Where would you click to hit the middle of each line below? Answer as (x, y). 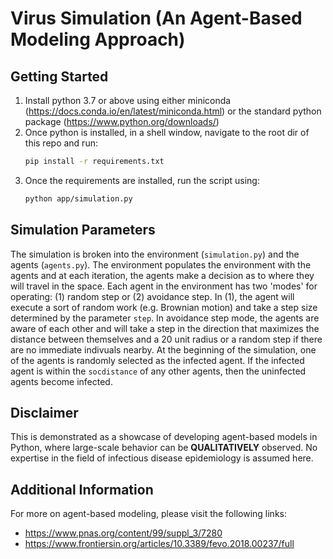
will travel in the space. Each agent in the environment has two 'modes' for (164, 286)
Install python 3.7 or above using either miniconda (128, 100)
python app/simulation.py (78, 198)
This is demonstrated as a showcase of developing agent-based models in (164, 437)
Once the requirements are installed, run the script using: (142, 180)
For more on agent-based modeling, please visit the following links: (148, 514)
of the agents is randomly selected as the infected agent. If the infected (157, 360)
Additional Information (82, 489)
